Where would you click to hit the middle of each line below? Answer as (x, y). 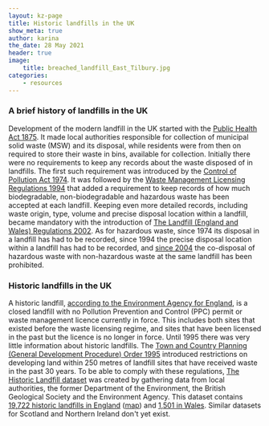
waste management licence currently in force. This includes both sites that (132, 320)
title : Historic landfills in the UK (71, 23)
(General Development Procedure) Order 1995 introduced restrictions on (128, 355)
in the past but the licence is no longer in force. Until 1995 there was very (129, 337)
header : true (30, 53)
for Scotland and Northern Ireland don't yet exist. (90, 414)
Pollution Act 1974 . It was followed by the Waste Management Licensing (127, 179)
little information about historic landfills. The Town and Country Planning (128, 346)
